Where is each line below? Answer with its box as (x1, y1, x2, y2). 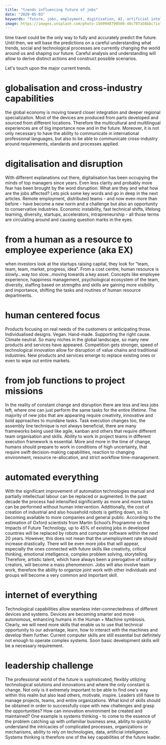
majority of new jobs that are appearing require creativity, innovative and (5, 412, 153, 418)
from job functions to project (5, 375, 125, 386)
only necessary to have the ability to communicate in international (5, 131, 139, 137)
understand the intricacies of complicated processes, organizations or (5, 723, 148, 730)
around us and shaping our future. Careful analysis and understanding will (5, 50, 156, 56)
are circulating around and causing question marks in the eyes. (5, 217, 133, 223)
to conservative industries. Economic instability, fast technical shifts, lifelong (5, 206, 161, 212)
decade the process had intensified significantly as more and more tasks (5, 498, 153, 505)
